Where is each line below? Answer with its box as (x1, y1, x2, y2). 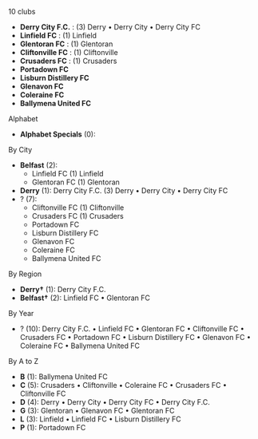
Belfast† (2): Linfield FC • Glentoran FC (19, 293, 150, 303)
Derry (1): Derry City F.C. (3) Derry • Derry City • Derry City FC (19, 186, 228, 195)
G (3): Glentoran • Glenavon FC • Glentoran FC (19, 406, 175, 415)
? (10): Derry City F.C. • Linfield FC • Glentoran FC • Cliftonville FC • (19, 324, 245, 334)
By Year (8, 309, 34, 318)
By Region (8, 269, 42, 279)
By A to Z (8, 357, 39, 366)
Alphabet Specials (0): (19, 129, 96, 139)
